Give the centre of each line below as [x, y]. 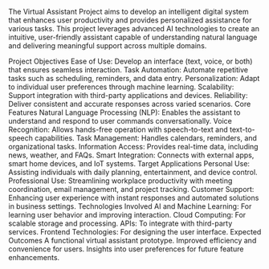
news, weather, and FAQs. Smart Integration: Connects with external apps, [131, 155]
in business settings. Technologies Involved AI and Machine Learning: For [130, 206]
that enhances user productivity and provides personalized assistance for [130, 20]
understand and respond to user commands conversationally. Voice [120, 121]
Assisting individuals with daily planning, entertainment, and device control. [133, 172]
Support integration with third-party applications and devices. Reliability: [128, 95]
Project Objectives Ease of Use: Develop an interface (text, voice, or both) [130, 61]
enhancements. [34, 257]
